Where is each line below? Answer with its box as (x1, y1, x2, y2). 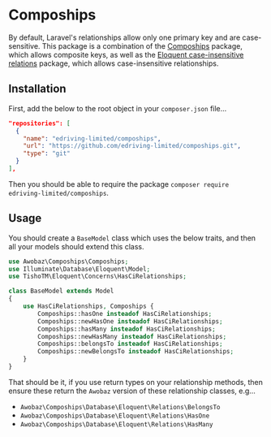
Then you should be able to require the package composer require (8, 179, 230, 188)
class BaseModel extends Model (8, 287, 114, 296)
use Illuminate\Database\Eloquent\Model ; (8, 265, 151, 273)
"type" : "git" (23, 149, 71, 158)
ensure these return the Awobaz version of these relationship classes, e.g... (8, 386, 256, 396)
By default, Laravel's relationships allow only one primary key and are (8, 32, 241, 42)
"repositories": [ (8, 119, 71, 128)
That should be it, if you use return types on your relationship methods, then (8, 377, 264, 387)
